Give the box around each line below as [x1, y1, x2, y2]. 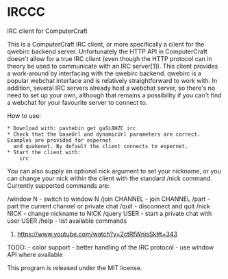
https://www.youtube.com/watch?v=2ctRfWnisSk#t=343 [16, 230, 178, 238]
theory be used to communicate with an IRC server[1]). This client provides [7, 62, 218, 70]
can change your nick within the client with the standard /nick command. [7, 174, 212, 182]
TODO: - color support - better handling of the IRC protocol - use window [7, 243, 214, 251]
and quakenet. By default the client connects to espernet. [13, 143, 188, 149]
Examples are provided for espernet [7, 136, 112, 144]
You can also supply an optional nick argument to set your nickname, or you [7, 167, 221, 175]
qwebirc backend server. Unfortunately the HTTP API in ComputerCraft [7, 47, 207, 56]
